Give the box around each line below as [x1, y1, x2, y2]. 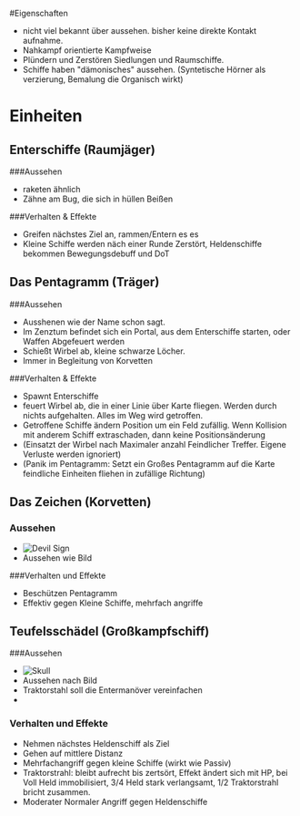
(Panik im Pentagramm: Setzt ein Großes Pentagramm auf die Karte [22, 458, 275, 469]
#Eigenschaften [9, 8, 68, 18]
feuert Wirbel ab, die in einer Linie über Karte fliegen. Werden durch [22, 400, 277, 411]
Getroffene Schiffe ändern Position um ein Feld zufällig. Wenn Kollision [22, 419, 287, 430]
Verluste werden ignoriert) [22, 449, 122, 460]
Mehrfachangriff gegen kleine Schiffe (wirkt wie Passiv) [22, 757, 232, 769]
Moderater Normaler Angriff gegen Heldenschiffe [22, 796, 208, 807]
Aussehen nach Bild [22, 675, 98, 687]
